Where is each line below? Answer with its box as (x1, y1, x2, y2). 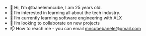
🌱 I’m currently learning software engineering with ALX (9, 15, 122, 20)
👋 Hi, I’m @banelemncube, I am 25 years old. (9, 5, 102, 10)
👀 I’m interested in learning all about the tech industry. (9, 10, 121, 16)
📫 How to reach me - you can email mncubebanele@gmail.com (9, 26, 141, 31)
